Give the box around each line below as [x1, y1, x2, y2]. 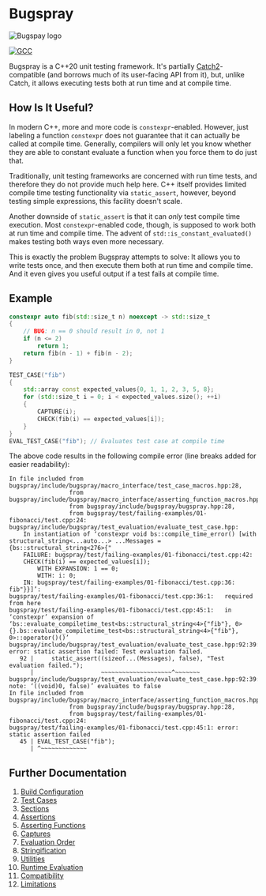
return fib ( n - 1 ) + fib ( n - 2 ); [23, 349, 133, 357]
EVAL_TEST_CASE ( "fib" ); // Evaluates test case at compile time [9, 437, 225, 445]
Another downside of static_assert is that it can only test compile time [9, 211, 241, 221]
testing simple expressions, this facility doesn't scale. [9, 196, 183, 205]
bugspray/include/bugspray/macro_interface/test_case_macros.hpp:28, [9, 482, 243, 490]
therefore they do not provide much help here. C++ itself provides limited [9, 179, 247, 189]
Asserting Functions [20, 821, 86, 830]
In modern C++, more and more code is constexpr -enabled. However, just [9, 122, 249, 131]
